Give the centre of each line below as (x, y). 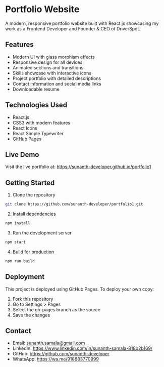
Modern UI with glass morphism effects (53, 57)
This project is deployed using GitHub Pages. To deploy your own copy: (80, 289)
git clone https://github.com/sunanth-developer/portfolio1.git (74, 204)
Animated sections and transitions (48, 67)
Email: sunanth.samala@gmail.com (49, 343)
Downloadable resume (36, 89)
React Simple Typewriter (38, 133)
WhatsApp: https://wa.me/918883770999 (56, 359)
